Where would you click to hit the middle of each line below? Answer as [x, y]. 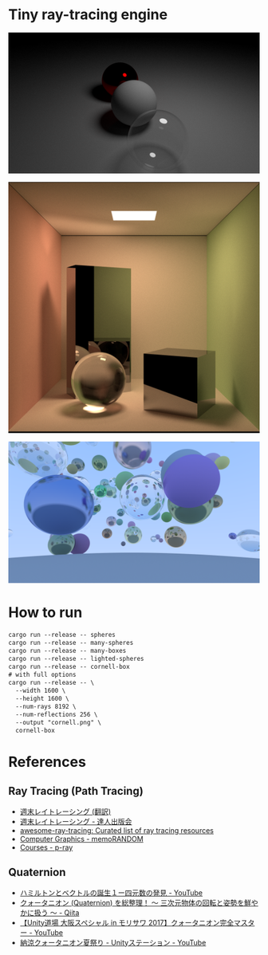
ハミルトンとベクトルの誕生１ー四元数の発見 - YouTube [111, 892]
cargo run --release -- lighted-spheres [77, 658]
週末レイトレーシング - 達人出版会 [76, 821]
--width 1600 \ [41, 690]
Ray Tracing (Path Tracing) [76, 791]
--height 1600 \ [42, 698]
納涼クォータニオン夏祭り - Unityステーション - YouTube [113, 942]
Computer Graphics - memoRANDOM [81, 839]
